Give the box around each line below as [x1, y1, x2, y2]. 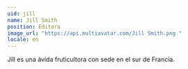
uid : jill [7, 10, 36, 17]
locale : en [7, 36, 39, 43]
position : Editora [7, 23, 61, 30]
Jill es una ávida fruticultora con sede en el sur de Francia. [7, 55, 175, 63]
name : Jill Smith [7, 17, 58, 24]
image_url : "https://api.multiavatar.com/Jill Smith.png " [7, 29, 182, 37]
